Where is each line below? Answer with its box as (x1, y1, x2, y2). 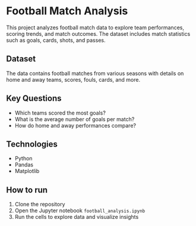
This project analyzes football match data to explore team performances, (6, 24, 184, 31)
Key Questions (6, 94, 62, 104)
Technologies (6, 139, 58, 149)
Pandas (14, 161, 34, 168)
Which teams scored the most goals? (14, 109, 106, 116)
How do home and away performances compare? (14, 122, 137, 129)
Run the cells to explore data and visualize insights (14, 213, 139, 221)
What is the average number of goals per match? (14, 115, 135, 123)
